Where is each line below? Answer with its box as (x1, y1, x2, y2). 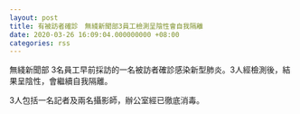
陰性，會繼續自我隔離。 (24, 76, 113, 87)
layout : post (9, 13, 59, 23)
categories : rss (9, 38, 70, 48)
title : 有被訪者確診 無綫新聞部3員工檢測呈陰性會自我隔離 (9, 22, 203, 31)
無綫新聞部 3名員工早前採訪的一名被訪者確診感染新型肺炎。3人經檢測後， (9, 64, 283, 75)
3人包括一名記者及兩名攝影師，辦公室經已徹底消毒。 (9, 95, 205, 106)
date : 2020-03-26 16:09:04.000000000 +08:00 (9, 30, 180, 39)
